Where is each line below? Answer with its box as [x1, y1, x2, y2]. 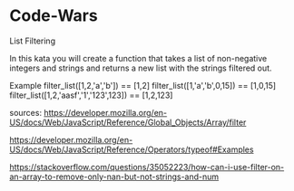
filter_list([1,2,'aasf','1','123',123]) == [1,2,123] [9, 90, 173, 100]
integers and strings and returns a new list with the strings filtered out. [9, 62, 272, 73]
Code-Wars [9, 5, 98, 26]
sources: [9, 107, 43, 118]
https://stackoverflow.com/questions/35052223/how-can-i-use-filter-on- [9, 161, 285, 172]
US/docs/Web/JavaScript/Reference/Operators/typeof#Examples [9, 144, 254, 155]
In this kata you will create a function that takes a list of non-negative [9, 53, 268, 63]
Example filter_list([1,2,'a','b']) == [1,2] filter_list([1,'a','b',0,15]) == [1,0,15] [9, 80, 277, 91]
